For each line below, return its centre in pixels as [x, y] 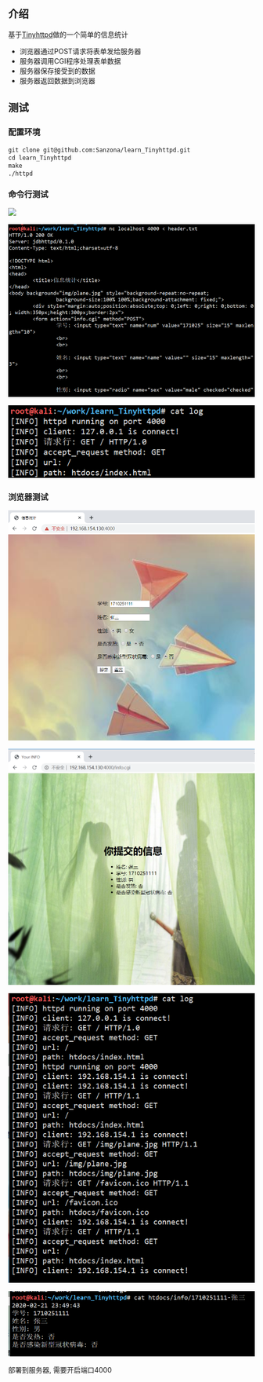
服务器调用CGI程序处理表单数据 [70, 60]
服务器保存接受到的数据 [57, 71]
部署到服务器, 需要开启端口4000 [60, 1369]
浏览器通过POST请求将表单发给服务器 [80, 51]
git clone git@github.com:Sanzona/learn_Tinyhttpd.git [99, 150]
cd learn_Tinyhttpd [40, 158]
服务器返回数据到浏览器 [57, 80]
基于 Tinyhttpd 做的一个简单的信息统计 [68, 35]
